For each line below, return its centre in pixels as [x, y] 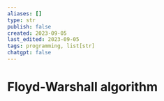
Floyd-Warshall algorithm [83, 87]
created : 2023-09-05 [37, 33]
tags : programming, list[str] [51, 46]
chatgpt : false [29, 53]
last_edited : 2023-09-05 [43, 40]
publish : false [29, 26]
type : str [22, 20]
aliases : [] [24, 14]
